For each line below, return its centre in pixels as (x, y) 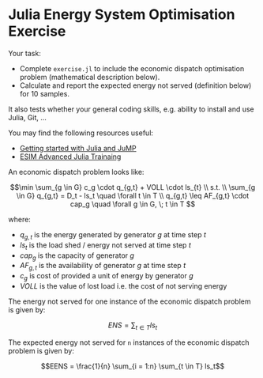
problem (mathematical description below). (90, 77)
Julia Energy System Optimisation (122, 15)
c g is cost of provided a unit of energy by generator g (106, 277)
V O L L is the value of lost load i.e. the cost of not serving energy (123, 285)
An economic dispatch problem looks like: (76, 172)
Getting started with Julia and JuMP (78, 148)
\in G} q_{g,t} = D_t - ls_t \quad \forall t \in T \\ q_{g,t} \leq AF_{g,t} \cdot (133, 195)
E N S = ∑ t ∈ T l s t (133, 326)
